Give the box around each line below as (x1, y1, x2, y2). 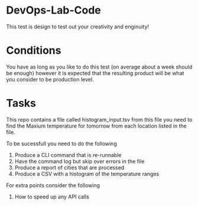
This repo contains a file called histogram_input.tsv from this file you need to (6, 116, 193, 123)
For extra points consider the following (6, 181, 100, 189)
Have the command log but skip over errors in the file (14, 158, 145, 165)
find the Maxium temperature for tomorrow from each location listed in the (6, 122, 187, 129)
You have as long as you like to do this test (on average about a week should (6, 63, 193, 70)
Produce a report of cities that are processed (14, 164, 125, 171)
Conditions (6, 44, 61, 57)
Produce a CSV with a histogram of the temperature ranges (14, 170, 160, 177)
